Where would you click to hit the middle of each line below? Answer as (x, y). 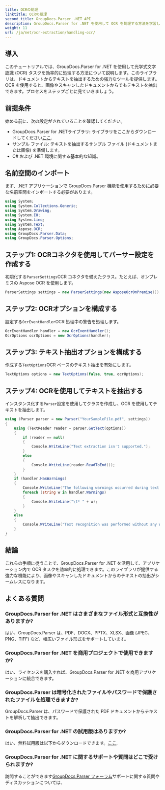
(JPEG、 (143, 633)
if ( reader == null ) (44, 437)
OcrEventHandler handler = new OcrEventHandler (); (58, 331)
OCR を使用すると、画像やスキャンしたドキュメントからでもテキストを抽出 (81, 85)
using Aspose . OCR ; (24, 229)
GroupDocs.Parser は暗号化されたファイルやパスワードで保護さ (81, 692)
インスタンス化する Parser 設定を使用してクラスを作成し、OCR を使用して (79, 404)
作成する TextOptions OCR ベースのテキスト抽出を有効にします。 (69, 365)
